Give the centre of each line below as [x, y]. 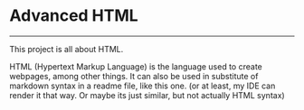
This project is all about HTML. [66, 49]
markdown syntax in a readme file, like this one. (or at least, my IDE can [142, 86]
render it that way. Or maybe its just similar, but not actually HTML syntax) [147, 95]
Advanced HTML [74, 16]
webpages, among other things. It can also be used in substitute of [134, 76]
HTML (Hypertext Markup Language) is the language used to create [136, 66]
